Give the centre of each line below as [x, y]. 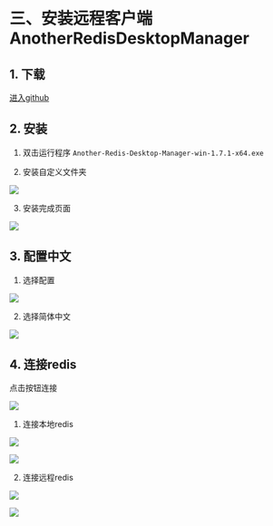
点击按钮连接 [33, 388]
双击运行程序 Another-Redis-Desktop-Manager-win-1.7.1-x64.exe [143, 152]
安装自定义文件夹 [54, 171]
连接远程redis [48, 478]
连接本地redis [48, 424]
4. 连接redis [43, 365]
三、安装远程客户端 [81, 19]
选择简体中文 [46, 316]
